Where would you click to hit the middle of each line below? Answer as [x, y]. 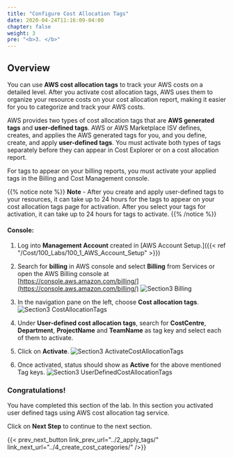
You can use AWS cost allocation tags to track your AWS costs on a [105, 84]
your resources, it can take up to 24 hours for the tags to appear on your [111, 199]
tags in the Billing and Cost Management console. [78, 178]
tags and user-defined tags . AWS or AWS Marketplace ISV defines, [105, 128]
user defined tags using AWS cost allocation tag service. [88, 413]
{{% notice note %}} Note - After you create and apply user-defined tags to [115, 192]
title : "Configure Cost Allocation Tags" [68, 14]
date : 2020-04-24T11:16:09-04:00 [56, 20]
